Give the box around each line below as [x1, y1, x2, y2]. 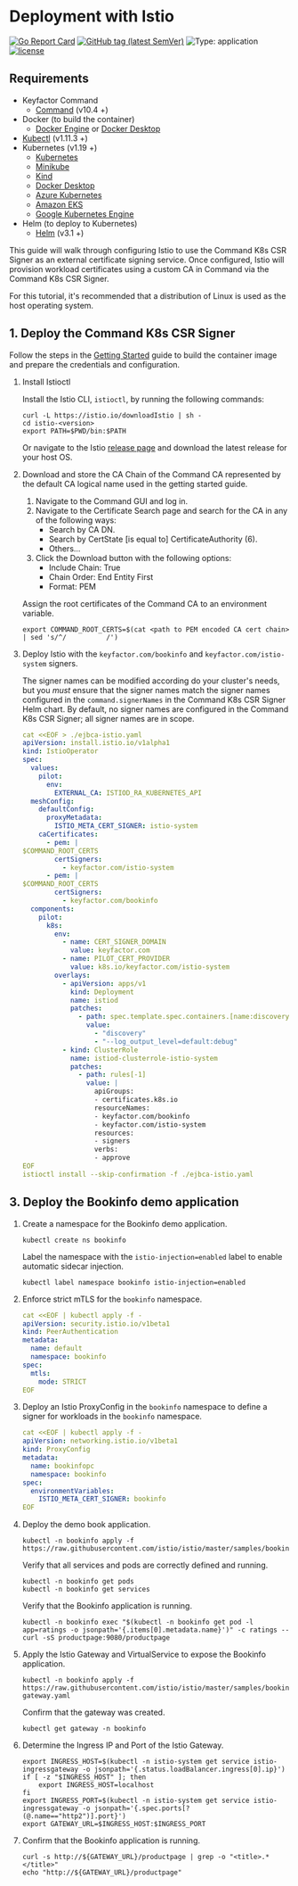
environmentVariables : [30, 1486, 115, 1495]
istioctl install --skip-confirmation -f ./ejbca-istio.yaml [21, 1170, 254, 1179]
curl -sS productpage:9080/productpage [21, 1634, 171, 1642]
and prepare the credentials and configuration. [9, 359, 181, 369]
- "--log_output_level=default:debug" [93, 1037, 238, 1046]
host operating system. [9, 300, 94, 310]
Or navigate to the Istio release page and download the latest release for [21, 442, 287, 452]
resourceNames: [93, 1104, 150, 1113]
